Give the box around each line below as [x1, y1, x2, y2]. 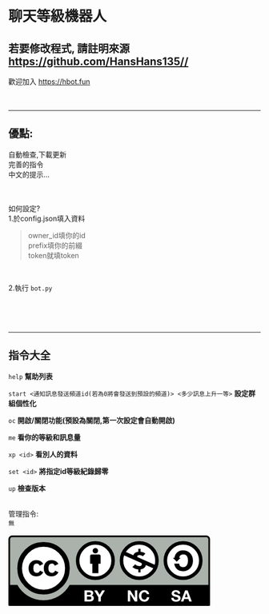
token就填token [27, 250, 80, 260]
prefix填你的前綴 [27, 241, 82, 250]
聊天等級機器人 [8, 7, 107, 26]
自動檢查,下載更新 [8, 150, 67, 159]
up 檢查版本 [8, 483, 46, 492]
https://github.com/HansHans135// [8, 54, 189, 68]
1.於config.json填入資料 [8, 213, 86, 223]
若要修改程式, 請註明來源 [8, 42, 130, 55]
